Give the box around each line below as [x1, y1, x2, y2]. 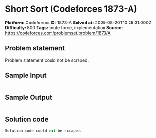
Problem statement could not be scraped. [5, 57, 89, 63]
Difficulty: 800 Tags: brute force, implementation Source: [5, 24, 123, 30]
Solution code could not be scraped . [5, 128, 82, 133]
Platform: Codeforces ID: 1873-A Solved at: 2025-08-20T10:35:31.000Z [5, 20, 152, 25]
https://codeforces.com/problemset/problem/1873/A [5, 30, 111, 36]
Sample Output [5, 93, 52, 101]
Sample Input [5, 71, 47, 80]
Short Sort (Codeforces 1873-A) [5, 3, 137, 15]
